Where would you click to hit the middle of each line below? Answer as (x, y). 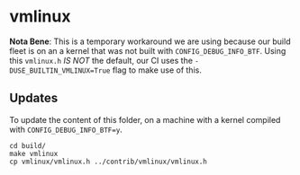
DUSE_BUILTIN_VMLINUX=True (60, 70)
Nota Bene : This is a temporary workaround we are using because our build (150, 41)
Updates (34, 98)
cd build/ (28, 145)
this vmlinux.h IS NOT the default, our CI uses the (101, 60)
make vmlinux (34, 153)
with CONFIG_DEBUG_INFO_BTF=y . (66, 129)
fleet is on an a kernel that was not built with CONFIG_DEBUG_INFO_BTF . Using (148, 50)
